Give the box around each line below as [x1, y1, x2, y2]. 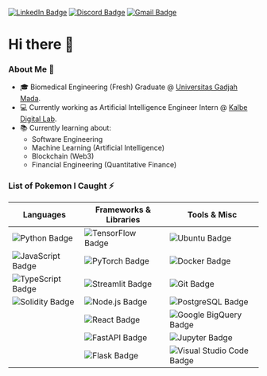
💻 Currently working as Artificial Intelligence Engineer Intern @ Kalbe [19, 103, 248, 112]
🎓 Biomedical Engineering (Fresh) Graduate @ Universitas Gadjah [19, 82, 238, 92]
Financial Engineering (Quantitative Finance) [31, 160, 177, 170]
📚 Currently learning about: [19, 123, 111, 133]
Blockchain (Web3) [31, 151, 95, 161]
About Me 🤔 [8, 64, 55, 75]
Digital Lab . [19, 114, 57, 123]
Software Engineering [31, 135, 103, 144]
